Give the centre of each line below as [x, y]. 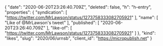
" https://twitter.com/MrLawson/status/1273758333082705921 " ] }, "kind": [80, 33]
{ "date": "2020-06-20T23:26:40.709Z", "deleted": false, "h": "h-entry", [78, 7]
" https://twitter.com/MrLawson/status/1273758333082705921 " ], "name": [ [81, 17]
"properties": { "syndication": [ [36, 12]
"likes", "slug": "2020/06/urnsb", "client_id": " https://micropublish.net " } [79, 38]
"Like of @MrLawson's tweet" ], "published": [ [52, 23]
